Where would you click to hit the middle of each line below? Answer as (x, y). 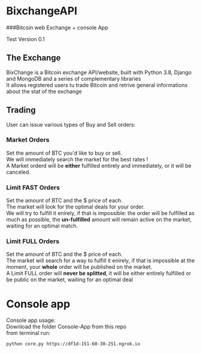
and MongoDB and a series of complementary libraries (74, 78)
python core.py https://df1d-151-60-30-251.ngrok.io (73, 344)
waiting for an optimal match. (42, 226)
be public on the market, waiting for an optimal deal (70, 280)
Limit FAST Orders (33, 188)
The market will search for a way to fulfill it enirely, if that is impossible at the (100, 260)
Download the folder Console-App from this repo (66, 327)
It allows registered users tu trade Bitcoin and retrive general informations (97, 85)
